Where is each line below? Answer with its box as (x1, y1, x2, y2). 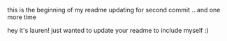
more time (7, 13, 37, 21)
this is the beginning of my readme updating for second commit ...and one (7, 6, 221, 14)
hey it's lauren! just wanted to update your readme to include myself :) (7, 27, 209, 34)
